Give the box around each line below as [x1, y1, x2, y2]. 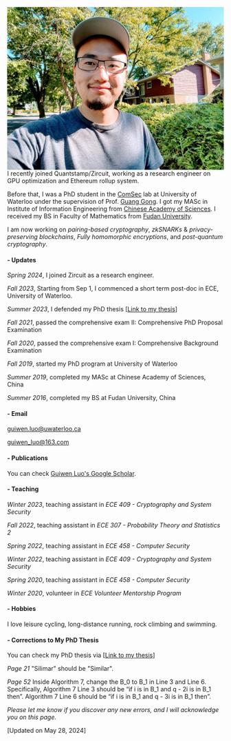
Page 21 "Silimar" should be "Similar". [7, 665, 114, 673]
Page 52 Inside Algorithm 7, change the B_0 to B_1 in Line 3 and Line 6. [7, 678, 206, 686]
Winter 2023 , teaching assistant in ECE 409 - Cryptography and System [7, 500, 212, 508]
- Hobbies [7, 605, 36, 613]
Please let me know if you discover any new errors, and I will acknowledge [7, 706, 219, 714]
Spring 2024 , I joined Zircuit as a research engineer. [7, 271, 155, 280]
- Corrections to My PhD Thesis [7, 636, 99, 644]
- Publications [7, 454, 48, 462]
